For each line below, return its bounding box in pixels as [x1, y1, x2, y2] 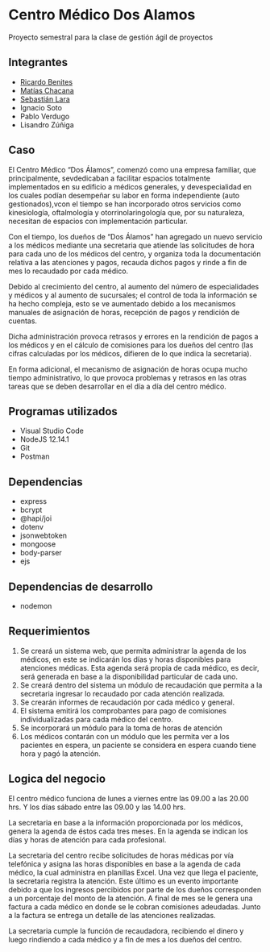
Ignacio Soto [19, 102, 63, 112]
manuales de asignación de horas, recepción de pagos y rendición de [8, 307, 240, 317]
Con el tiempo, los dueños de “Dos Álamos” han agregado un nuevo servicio [8, 231, 263, 241]
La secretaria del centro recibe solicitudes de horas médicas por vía [8, 850, 234, 860]
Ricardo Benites [19, 77, 73, 86]
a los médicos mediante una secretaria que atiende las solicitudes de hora [8, 240, 255, 250]
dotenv [19, 522, 44, 532]
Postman [19, 451, 50, 461]
